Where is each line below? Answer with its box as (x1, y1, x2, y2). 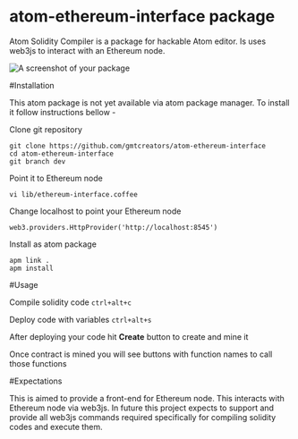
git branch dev (9, 156, 66, 166)
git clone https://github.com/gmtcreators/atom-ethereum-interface (9, 141, 267, 150)
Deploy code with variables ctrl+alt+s (9, 314, 152, 325)
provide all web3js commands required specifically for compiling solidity (9, 411, 277, 422)
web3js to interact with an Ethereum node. (9, 45, 166, 55)
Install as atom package (9, 239, 97, 249)
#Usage (9, 279, 38, 290)
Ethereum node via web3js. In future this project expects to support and (9, 402, 275, 413)
